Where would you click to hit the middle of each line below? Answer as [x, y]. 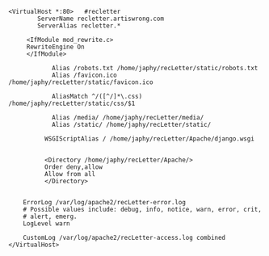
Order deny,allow [74, 167]
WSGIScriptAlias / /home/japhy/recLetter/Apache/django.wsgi [149, 139]
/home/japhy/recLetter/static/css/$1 [72, 103]
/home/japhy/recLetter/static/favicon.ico [81, 82]
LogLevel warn [46, 224]
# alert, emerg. [50, 216]
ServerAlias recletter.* [79, 26]
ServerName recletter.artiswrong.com [101, 19]
